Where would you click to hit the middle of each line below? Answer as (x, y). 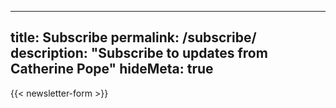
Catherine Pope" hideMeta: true (112, 69)
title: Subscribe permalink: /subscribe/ (133, 37)
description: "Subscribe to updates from (139, 53)
